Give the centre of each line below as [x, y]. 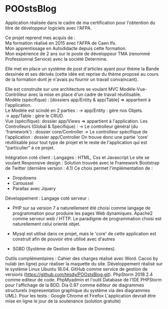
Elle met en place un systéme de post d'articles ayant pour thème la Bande [82, 69]
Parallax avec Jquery [34, 188]
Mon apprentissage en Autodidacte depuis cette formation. [66, 48]
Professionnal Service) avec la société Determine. [56, 59]
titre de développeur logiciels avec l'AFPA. [48, 28]
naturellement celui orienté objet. [46, 224]
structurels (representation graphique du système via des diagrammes [78, 290]
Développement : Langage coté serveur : [47, 198]
